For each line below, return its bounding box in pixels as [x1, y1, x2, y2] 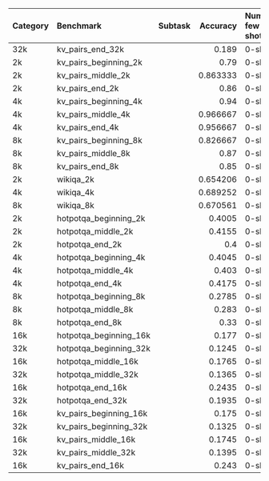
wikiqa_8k [56, 200, 94, 210]
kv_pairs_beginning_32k [56, 421, 148, 431]
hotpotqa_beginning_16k [56, 330, 151, 341]
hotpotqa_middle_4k [56, 265, 134, 275]
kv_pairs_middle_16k [56, 434, 136, 445]
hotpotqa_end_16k [56, 382, 127, 393]
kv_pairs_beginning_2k [56, 57, 143, 67]
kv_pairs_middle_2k [56, 70, 130, 81]
